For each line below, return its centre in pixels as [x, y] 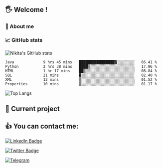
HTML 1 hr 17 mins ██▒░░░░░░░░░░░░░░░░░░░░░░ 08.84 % [81, 71]
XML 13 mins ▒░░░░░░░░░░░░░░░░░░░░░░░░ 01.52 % [81, 80]
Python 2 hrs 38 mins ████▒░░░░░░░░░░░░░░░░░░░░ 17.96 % [81, 66]
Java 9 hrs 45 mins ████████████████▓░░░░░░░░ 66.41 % [81, 62]
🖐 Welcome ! [26, 10]
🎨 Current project [32, 109]
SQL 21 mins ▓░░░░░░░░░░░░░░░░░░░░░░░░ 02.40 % [81, 75]
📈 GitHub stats [24, 40]
